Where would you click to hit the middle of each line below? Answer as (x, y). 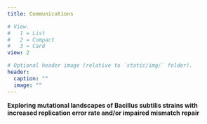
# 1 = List (26, 33)
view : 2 (19, 53)
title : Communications (40, 14)
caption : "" (31, 78)
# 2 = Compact (31, 39)
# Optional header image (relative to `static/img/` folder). (100, 66)
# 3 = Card (26, 46)
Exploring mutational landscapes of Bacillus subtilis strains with (102, 105)
